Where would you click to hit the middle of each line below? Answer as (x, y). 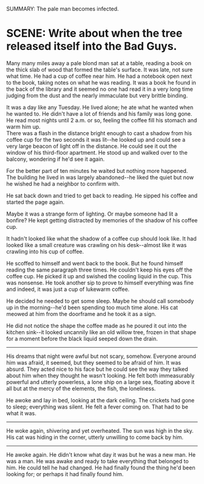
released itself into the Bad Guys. (92, 47)
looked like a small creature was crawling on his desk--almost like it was (97, 245)
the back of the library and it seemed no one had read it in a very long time (100, 89)
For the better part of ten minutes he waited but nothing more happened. (97, 170)
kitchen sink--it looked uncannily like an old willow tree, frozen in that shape (101, 332)
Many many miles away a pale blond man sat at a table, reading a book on (99, 63)
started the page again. (36, 202)
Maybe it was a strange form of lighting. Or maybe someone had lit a (92, 214)
